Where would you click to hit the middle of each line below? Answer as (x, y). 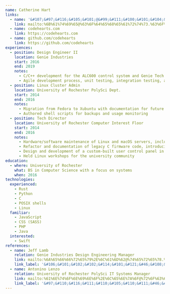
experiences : (19, 48)
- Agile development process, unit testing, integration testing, (90, 81)
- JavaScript (28, 217)
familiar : (20, 213)
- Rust (21, 189)
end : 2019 (25, 66)
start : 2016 (27, 62)
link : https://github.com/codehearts (54, 43)
